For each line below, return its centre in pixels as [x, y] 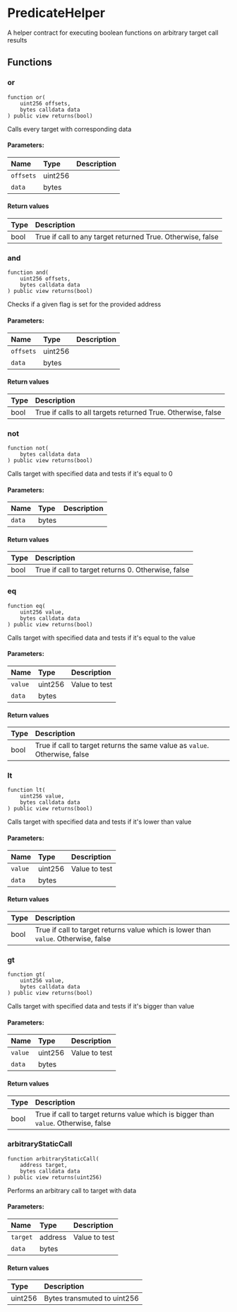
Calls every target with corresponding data [69, 129]
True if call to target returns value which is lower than [123, 930]
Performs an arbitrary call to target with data [72, 1190]
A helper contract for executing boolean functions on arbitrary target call [113, 33]
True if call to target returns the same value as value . [122, 746]
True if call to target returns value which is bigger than [124, 1114]
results [17, 40]
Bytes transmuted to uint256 [92, 1299]
